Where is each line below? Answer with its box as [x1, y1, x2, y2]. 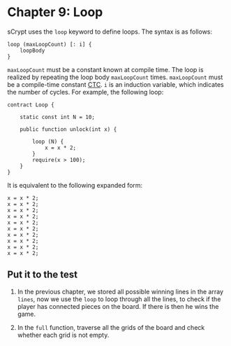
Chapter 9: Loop [7, 4, 103, 20]
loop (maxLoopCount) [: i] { [7, 41, 92, 48]
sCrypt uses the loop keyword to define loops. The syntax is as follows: [7, 27, 213, 36]
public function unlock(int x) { [20, 125, 117, 133]
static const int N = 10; [20, 113, 96, 120]
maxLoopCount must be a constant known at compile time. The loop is [7, 65, 204, 74]
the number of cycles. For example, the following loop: [7, 88, 164, 96]
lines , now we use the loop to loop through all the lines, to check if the [17, 295, 221, 303]
